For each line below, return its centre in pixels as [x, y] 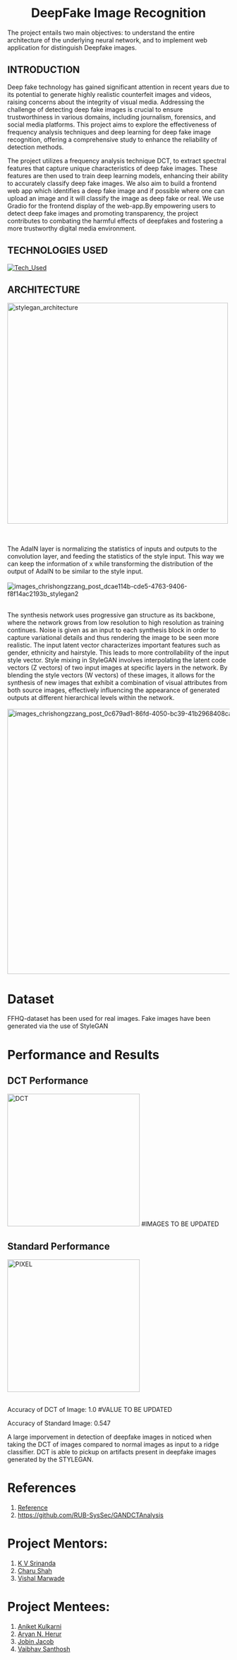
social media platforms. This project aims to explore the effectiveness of [112, 124]
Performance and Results [84, 1054]
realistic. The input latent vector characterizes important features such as [114, 645]
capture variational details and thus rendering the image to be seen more [113, 638]
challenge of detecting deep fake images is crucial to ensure [95, 109]
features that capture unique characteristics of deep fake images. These [113, 168]
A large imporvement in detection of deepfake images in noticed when [110, 1437]
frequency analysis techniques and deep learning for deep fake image [109, 131]
